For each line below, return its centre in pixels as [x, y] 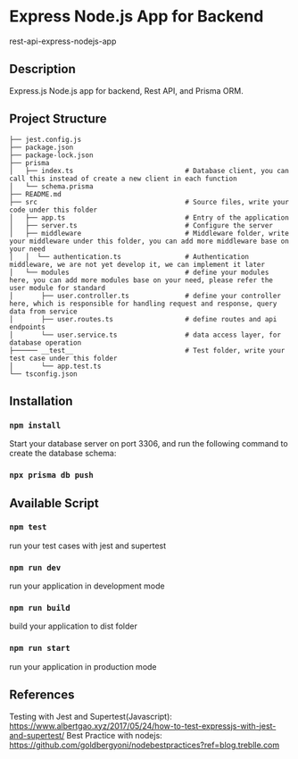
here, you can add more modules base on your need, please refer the [141, 280]
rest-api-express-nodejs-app [63, 41]
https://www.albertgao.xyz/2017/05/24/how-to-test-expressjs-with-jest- [143, 726]
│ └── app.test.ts [55, 366]
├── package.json [41, 147]
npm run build [40, 608]
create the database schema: [63, 454]
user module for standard [57, 288]
